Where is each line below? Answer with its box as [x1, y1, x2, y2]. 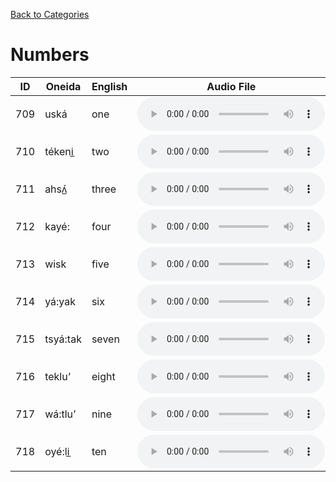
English [91, 79, 128, 93]
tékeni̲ [44, 144, 74, 158]
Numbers [10, 44, 90, 66]
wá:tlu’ [44, 407, 77, 421]
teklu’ [44, 369, 72, 383]
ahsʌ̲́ [44, 182, 68, 196]
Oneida [45, 79, 82, 93]
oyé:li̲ [44, 444, 70, 458]
